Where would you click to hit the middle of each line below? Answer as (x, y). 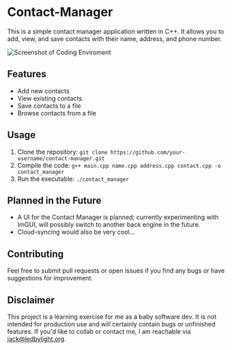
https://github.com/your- (148, 152)
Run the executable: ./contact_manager (73, 179)
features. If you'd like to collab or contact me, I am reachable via (99, 332)
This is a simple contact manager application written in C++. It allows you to (116, 31)
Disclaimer (31, 300)
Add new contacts (43, 90)
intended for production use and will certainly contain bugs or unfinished (111, 324)
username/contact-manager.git (61, 158)
